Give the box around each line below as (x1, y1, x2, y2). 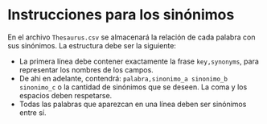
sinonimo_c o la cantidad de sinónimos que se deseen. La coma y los (18, 82, 248, 92)
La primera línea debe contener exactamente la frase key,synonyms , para (18, 56, 259, 66)
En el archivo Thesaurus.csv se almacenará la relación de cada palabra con (7, 32, 256, 42)
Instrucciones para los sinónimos (7, 6, 235, 24)
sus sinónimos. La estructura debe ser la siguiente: (7, 40, 176, 50)
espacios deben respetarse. (18, 90, 113, 100)
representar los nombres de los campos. (18, 64, 154, 74)
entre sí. (18, 107, 47, 118)
